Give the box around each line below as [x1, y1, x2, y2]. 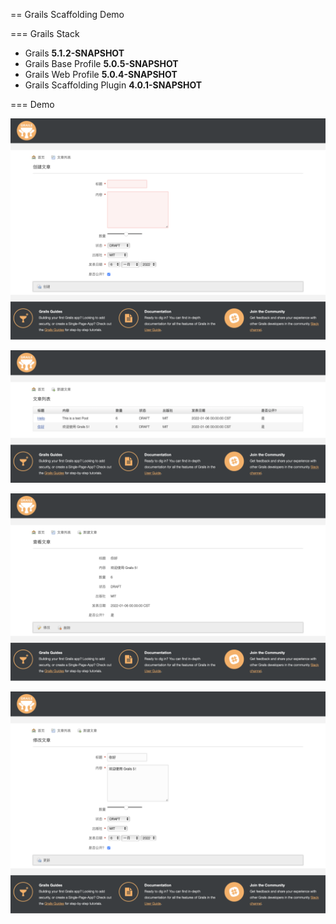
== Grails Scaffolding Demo [10, 9, 125, 20]
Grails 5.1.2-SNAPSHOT [24, 47, 125, 59]
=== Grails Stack [10, 28, 80, 39]
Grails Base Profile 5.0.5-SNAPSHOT [24, 58, 179, 69]
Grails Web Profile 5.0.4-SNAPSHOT [24, 69, 178, 80]
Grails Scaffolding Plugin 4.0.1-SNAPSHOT [24, 79, 203, 91]
